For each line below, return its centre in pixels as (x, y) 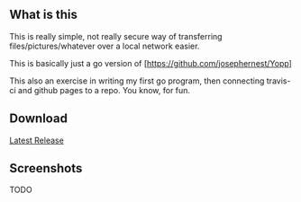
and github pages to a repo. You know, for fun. (104, 90)
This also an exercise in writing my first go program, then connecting (137, 81)
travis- (278, 81)
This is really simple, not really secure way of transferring (116, 36)
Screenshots (46, 168)
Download (38, 119)
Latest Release (37, 140)
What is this (44, 15)
